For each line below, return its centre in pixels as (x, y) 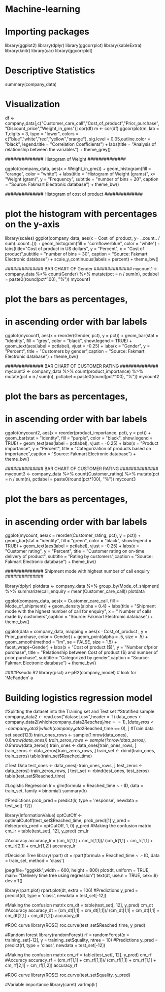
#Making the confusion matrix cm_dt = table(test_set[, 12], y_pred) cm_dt (79, 905)
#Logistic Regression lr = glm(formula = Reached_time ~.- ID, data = (74, 785)
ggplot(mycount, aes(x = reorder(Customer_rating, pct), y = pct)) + (73, 535)
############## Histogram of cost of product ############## (74, 194)
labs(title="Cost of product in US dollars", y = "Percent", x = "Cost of (75, 249)
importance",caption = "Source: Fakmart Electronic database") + (71, 454)
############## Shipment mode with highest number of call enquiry (78, 571)
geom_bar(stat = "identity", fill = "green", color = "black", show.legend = (78, 541)
